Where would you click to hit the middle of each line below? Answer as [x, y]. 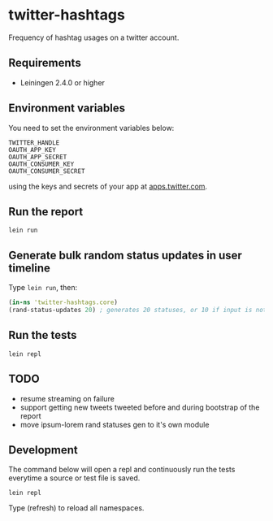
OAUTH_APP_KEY [32, 150]
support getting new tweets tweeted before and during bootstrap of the [140, 407]
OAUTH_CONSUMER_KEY [41, 164]
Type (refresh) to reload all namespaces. [76, 508]
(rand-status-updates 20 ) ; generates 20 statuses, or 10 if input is [130, 310]
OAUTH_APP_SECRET [38, 157]
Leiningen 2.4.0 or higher [63, 82]
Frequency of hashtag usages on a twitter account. [94, 37]
